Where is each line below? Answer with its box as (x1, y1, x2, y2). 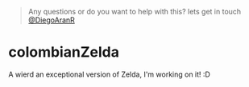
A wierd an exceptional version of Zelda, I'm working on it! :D (8, 69, 211, 79)
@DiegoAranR (27, 15, 75, 25)
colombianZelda (8, 43, 119, 61)
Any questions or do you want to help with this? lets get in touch (27, 7, 242, 16)
